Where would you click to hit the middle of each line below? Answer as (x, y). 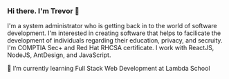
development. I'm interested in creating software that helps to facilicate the (114, 33)
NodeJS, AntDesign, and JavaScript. (59, 55)
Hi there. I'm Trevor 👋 (43, 11)
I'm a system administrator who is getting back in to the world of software (112, 26)
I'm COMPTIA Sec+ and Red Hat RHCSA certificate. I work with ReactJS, (111, 48)
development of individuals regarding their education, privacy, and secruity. (115, 41)
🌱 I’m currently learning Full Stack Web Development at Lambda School (109, 69)
